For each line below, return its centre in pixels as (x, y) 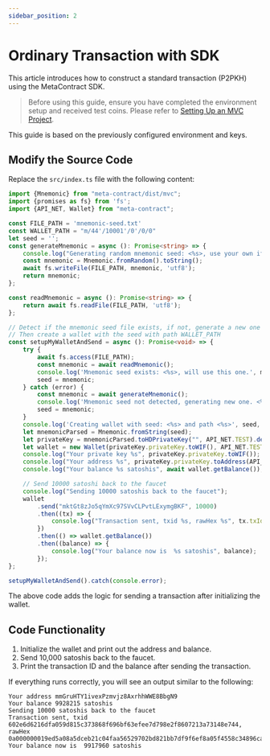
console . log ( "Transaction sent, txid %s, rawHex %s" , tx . (150, 521)
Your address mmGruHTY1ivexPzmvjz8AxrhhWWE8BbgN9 (93, 696)
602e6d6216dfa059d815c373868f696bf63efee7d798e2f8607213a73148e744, (125, 725)
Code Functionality (57, 629)
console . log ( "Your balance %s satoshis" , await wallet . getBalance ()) (142, 470)
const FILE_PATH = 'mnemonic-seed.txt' (75, 224)
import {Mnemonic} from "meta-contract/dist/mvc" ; (95, 194)
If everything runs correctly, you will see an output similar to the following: (131, 682)
